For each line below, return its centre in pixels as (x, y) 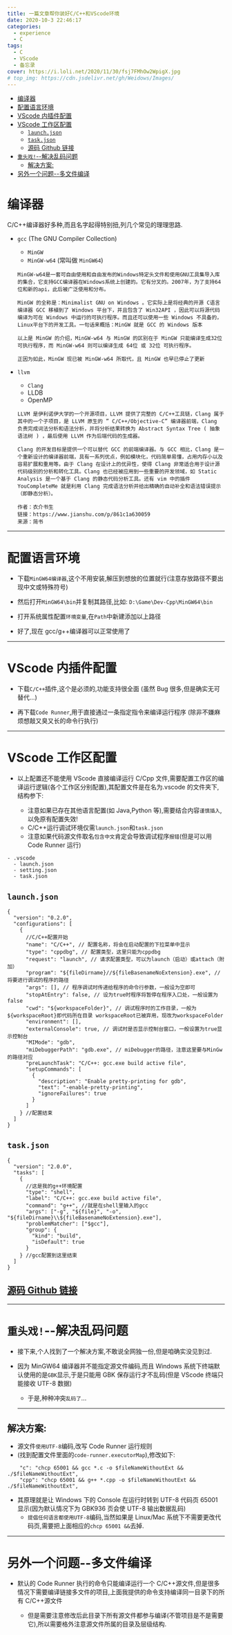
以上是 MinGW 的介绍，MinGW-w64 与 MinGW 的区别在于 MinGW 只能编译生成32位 (119, 339)
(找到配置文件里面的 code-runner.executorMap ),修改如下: (96, 1455)
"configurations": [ (43, 924)
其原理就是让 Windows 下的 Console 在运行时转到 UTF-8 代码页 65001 (117, 1500)
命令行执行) (82, 721)
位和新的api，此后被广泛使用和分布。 (63, 289)
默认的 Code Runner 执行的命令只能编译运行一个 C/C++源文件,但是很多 (118, 1584)
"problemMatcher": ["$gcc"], (67, 1224)
